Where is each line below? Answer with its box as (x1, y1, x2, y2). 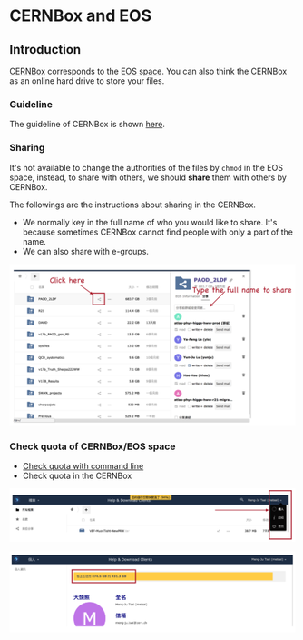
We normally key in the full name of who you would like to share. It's (22, 216, 278, 227)
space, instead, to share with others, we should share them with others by (9, 172, 288, 183)
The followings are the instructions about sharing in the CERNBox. (9, 199, 257, 210)
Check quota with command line (22, 461, 144, 472)
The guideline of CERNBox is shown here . (9, 119, 165, 130)
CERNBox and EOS (9, 5, 152, 26)
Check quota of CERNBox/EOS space (9, 440, 176, 453)
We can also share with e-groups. (22, 245, 150, 256)
